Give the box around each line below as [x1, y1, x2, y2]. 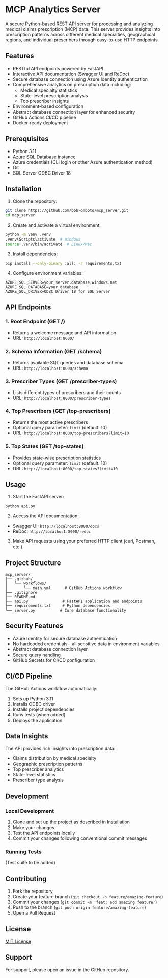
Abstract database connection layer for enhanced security [12, 108, 135, 115]
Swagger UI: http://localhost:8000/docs [12, 523, 99, 529]
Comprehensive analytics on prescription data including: [12, 81, 131, 88]
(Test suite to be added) [5, 860, 56, 866]
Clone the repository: [12, 198, 58, 204]
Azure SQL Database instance [12, 154, 76, 160]
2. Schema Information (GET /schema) [5, 348, 102, 355]
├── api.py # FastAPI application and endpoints [5, 599, 143, 604]
